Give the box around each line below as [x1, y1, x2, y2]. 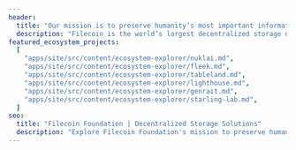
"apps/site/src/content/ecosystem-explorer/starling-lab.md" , [24, 94, 258, 104]
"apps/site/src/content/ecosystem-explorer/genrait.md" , [24, 86, 239, 95]
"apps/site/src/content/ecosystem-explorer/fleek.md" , [24, 63, 231, 71]
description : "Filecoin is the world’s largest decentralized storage [16, 29, 282, 38]
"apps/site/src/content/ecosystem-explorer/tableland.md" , [24, 71, 247, 79]
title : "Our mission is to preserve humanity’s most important [16, 21, 254, 30]
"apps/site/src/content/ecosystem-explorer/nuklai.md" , [24, 54, 235, 63]
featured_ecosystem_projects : [8, 37, 120, 47]
